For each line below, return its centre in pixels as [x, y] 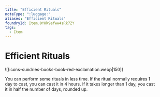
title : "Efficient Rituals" [33, 9]
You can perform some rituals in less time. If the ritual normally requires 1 [78, 79]
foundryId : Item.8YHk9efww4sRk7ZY [40, 23]
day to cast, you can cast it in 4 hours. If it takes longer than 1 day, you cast [80, 84]
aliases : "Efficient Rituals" [36, 18]
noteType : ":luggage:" [28, 14]
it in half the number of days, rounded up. [46, 89]
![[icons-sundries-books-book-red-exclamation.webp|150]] [64, 69]
